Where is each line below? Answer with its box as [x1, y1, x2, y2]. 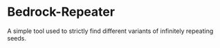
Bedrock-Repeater [7, 4, 116, 20]
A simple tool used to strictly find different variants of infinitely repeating [7, 27, 214, 35]
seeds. [7, 34, 26, 42]
